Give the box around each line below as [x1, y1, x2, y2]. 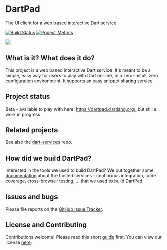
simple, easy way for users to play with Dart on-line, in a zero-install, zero [5, 72, 158, 78]
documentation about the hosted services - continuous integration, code [5, 173, 156, 179]
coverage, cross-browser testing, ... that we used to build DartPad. [5, 178, 144, 184]
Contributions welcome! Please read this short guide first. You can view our [5, 234, 162, 240]
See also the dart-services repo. [5, 139, 72, 145]
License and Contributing [5, 221, 87, 229]
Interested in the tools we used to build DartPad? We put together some [5, 167, 154, 173]
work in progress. [5, 111, 42, 117]
